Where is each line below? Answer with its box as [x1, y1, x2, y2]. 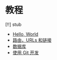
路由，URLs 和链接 [12, 37, 52, 43]
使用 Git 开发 [12, 49, 39, 55]
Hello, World [12, 31, 39, 37]
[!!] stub [5, 21, 22, 27]
